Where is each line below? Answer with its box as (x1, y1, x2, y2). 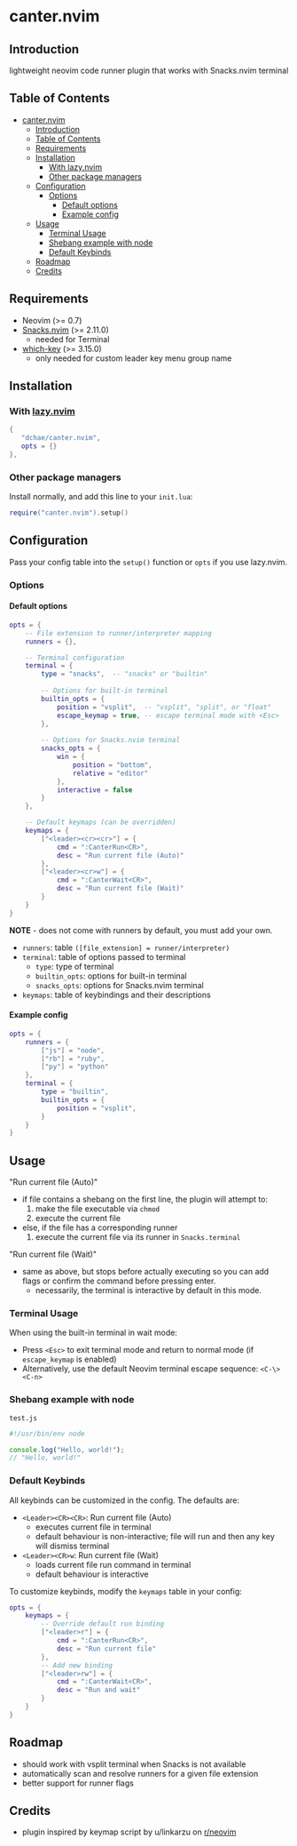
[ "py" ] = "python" (41, 1062, 109, 1072)
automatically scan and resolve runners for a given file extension (21, 1768, 259, 1778)
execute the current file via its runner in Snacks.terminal (35, 1232, 241, 1243)
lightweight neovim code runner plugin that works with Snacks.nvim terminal (9, 65, 289, 76)
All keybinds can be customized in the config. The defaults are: (9, 1495, 240, 1506)
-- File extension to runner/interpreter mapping (25, 628, 213, 637)
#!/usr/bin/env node (9, 1429, 86, 1438)
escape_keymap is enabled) (21, 1354, 117, 1365)
